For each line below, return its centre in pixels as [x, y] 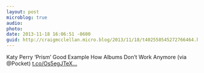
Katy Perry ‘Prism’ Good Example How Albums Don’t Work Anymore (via [97, 57]
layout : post [23, 12]
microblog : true [27, 17]
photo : [15, 29]
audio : [15, 23]
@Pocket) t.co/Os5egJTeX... [42, 63]
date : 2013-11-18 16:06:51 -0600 [49, 34]
